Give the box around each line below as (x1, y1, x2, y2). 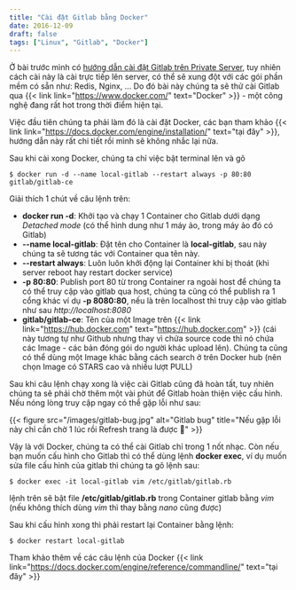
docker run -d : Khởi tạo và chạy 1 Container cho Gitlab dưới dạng (21, 210, 261, 222)
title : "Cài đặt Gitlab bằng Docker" (9, 12, 149, 22)
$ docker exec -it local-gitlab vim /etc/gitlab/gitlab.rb (9, 477, 232, 486)
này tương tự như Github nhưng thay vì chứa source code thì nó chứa (21, 334, 275, 344)
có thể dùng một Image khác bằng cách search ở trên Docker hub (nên (21, 352, 282, 363)
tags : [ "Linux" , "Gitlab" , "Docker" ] (9, 37, 149, 47)
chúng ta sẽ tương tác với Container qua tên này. (21, 248, 200, 259)
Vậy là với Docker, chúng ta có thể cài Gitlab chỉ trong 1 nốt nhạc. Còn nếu (9, 441, 280, 452)
